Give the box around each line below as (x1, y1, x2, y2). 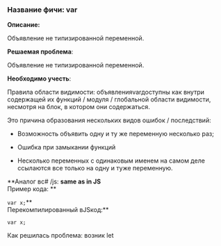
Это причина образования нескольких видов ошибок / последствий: (7, 116, 211, 124)
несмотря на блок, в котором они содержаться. (7, 103, 151, 111)
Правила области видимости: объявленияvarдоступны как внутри (7, 88, 205, 97)
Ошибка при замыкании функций (17, 143, 116, 151)
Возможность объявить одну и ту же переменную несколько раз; (17, 130, 214, 138)
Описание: (7, 21, 40, 29)
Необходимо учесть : (7, 74, 72, 83)
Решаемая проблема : (7, 47, 74, 56)
